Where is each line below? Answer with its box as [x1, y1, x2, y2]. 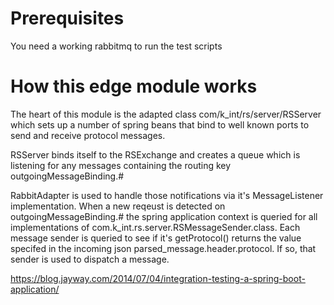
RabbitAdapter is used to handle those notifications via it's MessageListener [10, 189, 324, 201]
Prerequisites [10, 7, 125, 30]
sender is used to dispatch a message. [10, 253, 170, 265]
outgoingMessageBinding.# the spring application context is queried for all [10, 210, 318, 222]
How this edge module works [10, 75, 258, 98]
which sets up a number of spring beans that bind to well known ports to [10, 118, 310, 131]
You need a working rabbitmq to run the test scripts [10, 40, 223, 52]
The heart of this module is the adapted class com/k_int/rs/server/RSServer [10, 108, 322, 120]
